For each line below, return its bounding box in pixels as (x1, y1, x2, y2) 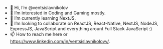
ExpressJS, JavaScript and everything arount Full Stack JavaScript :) (10, 26, 152, 32)
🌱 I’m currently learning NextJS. (10, 15, 76, 21)
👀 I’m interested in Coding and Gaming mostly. (10, 10, 106, 16)
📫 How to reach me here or (10, 31, 68, 37)
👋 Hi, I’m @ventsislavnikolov (10, 5, 68, 10)
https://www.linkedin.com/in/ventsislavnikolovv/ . (10, 39, 110, 44)
